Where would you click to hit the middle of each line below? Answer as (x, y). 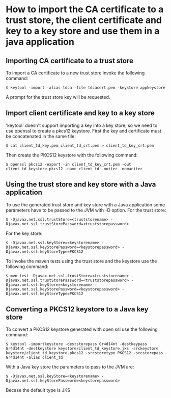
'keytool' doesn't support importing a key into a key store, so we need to (82, 125)
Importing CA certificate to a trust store (70, 60)
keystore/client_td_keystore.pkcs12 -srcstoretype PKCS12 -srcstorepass (84, 353)
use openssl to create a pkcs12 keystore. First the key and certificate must (84, 130)
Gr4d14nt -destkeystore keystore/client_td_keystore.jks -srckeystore (82, 349)
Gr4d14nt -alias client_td (34, 358)
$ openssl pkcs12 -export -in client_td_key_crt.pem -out (68, 164)
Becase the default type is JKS (38, 390)
